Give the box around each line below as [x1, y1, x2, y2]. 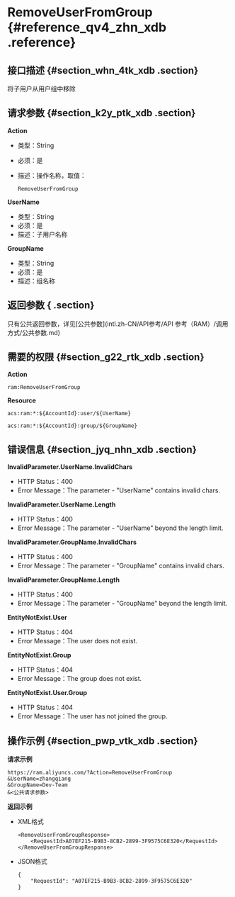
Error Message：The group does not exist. [17, 675, 142, 683]
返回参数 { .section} [7, 299, 95, 312]
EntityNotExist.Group [7, 651, 71, 660]
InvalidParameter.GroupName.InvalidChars [7, 538, 137, 546]
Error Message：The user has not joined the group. [17, 712, 168, 721]
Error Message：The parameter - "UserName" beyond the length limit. [17, 524, 224, 532]
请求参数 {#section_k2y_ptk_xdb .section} [7, 107, 196, 119]
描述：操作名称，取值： [17, 171, 86, 179]
